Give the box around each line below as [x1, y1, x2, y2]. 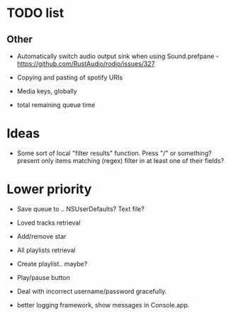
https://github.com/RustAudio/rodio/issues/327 [16, 60, 155, 68]
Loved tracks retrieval [16, 218, 81, 227]
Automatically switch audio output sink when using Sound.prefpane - [16, 52, 219, 60]
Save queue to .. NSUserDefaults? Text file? [16, 204, 145, 213]
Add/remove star [16, 232, 67, 240]
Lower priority [6, 181, 92, 198]
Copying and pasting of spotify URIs [16, 73, 123, 81]
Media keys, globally [16, 87, 77, 95]
